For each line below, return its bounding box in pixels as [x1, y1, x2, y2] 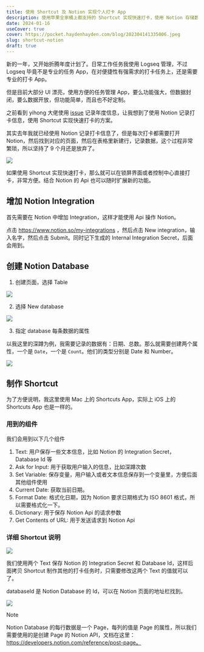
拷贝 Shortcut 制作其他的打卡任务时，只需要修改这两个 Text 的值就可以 [11, 567, 188, 574]
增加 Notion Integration [6, 196, 95, 207]
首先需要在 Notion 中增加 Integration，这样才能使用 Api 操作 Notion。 [6, 213, 180, 221]
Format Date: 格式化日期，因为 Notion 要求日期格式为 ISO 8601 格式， [15, 493, 190, 501]
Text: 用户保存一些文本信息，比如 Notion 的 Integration [15, 448, 152, 455]
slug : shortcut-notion [6, 37, 64, 43]
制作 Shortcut [6, 378, 59, 389]
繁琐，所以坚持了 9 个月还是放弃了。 [6, 144, 98, 152]
